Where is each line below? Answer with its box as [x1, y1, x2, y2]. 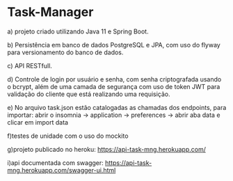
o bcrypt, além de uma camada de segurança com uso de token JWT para [7, 82, 220, 90]
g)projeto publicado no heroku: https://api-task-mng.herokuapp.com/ [7, 145, 207, 153]
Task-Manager [7, 4, 94, 20]
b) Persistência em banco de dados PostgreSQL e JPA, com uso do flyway [7, 40, 220, 49]
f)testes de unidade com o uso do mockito [7, 132, 129, 140]
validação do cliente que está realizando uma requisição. [7, 90, 170, 98]
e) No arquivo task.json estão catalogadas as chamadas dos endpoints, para [7, 103, 227, 111]
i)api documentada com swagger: [7, 158, 104, 167]
